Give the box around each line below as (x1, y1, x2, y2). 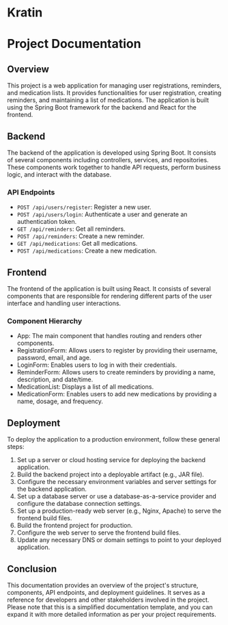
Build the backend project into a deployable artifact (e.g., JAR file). (16, 470, 205, 479)
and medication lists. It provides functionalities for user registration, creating (7, 89, 222, 97)
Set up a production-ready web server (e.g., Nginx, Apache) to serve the (16, 507, 222, 515)
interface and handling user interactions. (7, 299, 122, 307)
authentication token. (16, 218, 77, 226)
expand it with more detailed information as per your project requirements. (7, 611, 216, 619)
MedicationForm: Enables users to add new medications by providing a (16, 390, 217, 398)
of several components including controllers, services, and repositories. (7, 156, 210, 164)
